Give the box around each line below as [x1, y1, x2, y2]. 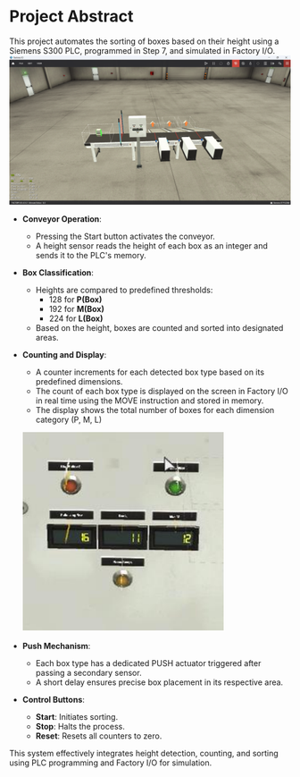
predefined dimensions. [35, 376, 123, 386]
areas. [35, 332, 60, 342]
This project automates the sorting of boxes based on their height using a [9, 36, 279, 46]
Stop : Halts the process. [35, 721, 125, 731]
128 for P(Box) [48, 293, 103, 305]
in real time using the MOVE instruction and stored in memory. [35, 395, 264, 406]
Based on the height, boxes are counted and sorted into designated [35, 322, 284, 333]
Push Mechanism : [21, 640, 91, 651]
